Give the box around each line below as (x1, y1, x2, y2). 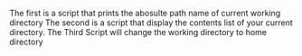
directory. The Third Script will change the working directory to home (9, 27, 267, 37)
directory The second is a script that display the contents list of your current (9, 17, 294, 28)
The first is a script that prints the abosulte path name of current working (9, 8, 281, 18)
